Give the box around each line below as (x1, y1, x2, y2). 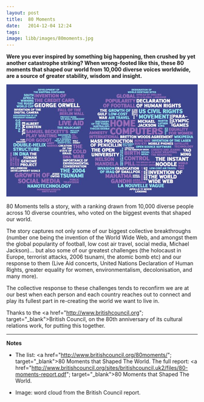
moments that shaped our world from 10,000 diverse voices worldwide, (6, 66, 191, 73)
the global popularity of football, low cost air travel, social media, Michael (6, 240, 189, 248)
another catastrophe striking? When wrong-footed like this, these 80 (6, 60, 184, 67)
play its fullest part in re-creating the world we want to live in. (6, 297, 160, 304)
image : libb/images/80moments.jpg (6, 35, 94, 42)
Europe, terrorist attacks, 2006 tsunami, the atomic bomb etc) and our (6, 253, 182, 260)
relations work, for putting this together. (6, 322, 106, 329)
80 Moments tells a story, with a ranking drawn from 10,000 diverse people (6, 203, 194, 210)
